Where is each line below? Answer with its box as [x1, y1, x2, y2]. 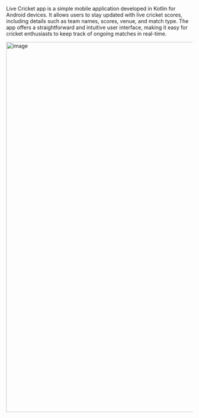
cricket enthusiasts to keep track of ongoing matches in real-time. [6, 30, 167, 37]
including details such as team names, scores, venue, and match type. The [6, 18, 189, 24]
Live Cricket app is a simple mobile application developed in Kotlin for [6, 5, 176, 12]
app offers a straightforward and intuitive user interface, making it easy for [6, 24, 188, 31]
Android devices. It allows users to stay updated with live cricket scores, [6, 11, 182, 18]
